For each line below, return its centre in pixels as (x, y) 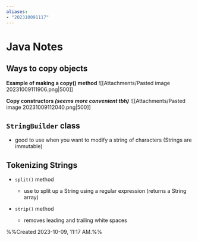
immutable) (29, 146)
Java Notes (35, 47)
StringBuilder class (43, 126)
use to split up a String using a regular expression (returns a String (105, 191)
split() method (34, 180)
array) (31, 198)
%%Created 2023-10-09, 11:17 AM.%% (54, 232)
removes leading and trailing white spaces (76, 220)
